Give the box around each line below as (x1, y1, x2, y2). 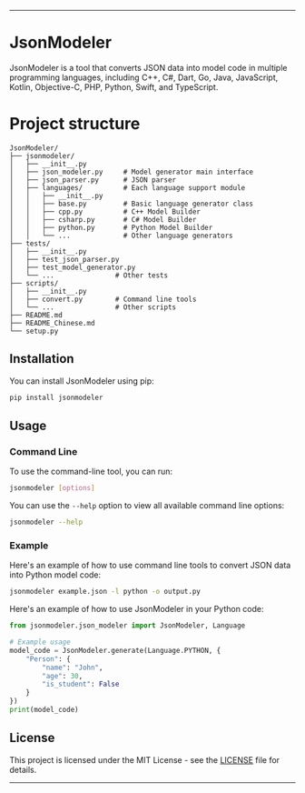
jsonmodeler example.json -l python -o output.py (9, 587, 202, 597)
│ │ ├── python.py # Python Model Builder (9, 223, 213, 232)
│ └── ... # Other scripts (9, 302, 177, 312)
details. (9, 764, 37, 775)
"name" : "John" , (42, 663, 103, 672)
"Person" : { (25, 654, 71, 664)
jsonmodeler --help (9, 517, 84, 527)
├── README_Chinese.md (9, 318, 95, 327)
